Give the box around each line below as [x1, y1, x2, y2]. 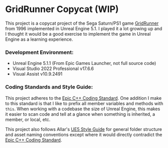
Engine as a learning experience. [5, 36, 73, 42]
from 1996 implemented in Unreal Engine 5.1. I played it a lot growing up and [5, 25, 162, 31]
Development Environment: [5, 49, 74, 56]
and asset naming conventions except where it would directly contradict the [5, 131, 162, 137]
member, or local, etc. [5, 116, 51, 122]
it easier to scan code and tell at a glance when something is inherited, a [5, 111, 155, 117]
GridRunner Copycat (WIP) [5, 4, 119, 15]
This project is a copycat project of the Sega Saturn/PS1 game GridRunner [5, 20, 159, 26]
